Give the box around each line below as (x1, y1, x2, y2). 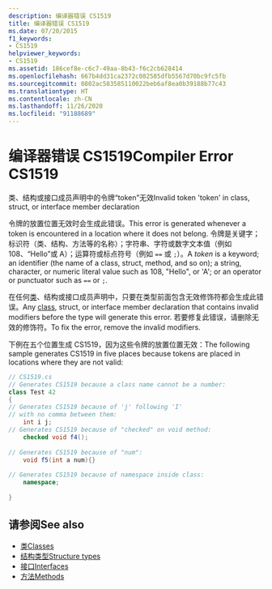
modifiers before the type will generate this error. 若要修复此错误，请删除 (8, 312, 253, 322)
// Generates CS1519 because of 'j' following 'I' (8, 403, 183, 412)
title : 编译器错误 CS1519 (8, 19, 90, 28)
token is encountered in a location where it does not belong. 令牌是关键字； (8, 228, 261, 238)
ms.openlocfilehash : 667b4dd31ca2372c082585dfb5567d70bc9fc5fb (8, 72, 227, 80)
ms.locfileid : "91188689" (8, 110, 96, 118)
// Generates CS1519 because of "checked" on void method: (8, 426, 212, 434)
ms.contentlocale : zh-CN (8, 95, 92, 103)
